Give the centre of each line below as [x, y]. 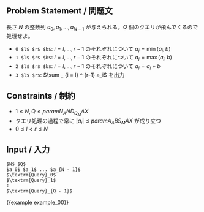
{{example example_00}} [38, 202]
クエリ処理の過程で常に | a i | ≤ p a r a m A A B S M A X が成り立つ [88, 121]
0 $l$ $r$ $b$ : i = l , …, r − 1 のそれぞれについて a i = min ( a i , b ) [93, 49]
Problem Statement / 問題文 [60, 11]
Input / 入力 [28, 150]
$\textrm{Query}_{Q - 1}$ [39, 191]
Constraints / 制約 [41, 96]
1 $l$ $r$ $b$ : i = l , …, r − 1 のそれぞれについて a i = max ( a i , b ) [94, 58]
